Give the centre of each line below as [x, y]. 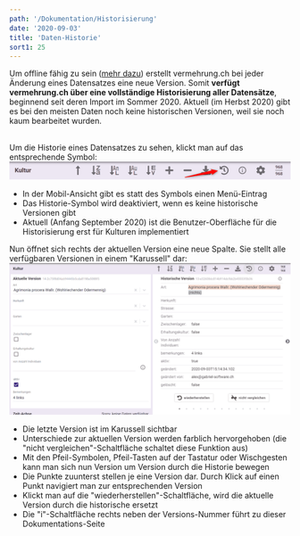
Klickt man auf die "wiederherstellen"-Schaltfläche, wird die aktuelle [148, 496]
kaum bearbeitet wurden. [56, 121]
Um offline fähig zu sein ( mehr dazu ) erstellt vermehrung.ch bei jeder [137, 74]
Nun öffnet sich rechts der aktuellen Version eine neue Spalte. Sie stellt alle [148, 249]
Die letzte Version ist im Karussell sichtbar [100, 429]
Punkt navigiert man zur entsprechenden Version [112, 486]
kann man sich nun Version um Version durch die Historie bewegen [146, 467]
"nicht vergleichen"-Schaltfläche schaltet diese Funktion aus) [135, 448]
